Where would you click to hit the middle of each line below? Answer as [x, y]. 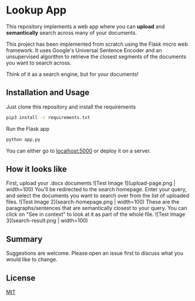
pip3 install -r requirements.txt [48, 117]
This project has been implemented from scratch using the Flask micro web [97, 44]
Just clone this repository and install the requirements [71, 107]
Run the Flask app [28, 128]
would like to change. [32, 259]
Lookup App [36, 10]
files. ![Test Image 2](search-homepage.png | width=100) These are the [93, 202]
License [21, 278]
